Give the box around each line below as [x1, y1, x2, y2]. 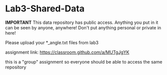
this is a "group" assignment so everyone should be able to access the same [5, 59, 163, 65]
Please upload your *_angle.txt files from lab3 [5, 39, 99, 45]
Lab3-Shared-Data [5, 3, 85, 14]
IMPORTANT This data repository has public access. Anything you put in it [5, 19, 159, 25]
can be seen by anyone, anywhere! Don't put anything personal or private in [5, 24, 162, 30]
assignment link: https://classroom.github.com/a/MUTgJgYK [5, 49, 130, 55]
